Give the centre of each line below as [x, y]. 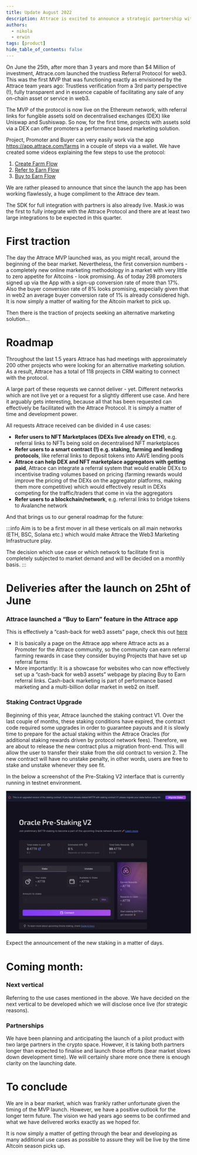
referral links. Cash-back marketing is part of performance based [94, 681]
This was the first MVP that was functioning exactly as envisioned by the [94, 79]
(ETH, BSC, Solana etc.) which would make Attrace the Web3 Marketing [93, 534]
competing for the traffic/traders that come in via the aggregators [94, 493]
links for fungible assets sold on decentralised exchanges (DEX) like [88, 116]
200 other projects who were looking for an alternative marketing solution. [96, 365]
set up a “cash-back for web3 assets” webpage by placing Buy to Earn [100, 674]
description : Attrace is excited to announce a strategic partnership [94, 19]
